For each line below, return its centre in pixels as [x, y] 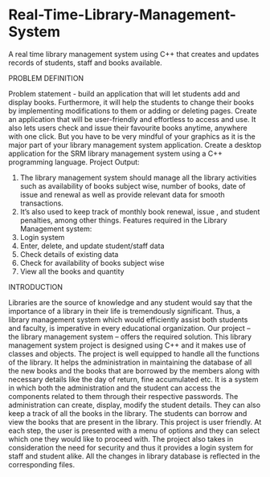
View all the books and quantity [72, 271]
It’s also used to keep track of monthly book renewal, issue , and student [140, 211]
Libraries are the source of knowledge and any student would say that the [131, 302]
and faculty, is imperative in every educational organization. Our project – [129, 328]
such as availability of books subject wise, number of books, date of [133, 185]
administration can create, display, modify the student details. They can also [135, 405]
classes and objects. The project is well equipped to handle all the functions [134, 353]
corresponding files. [42, 464]
